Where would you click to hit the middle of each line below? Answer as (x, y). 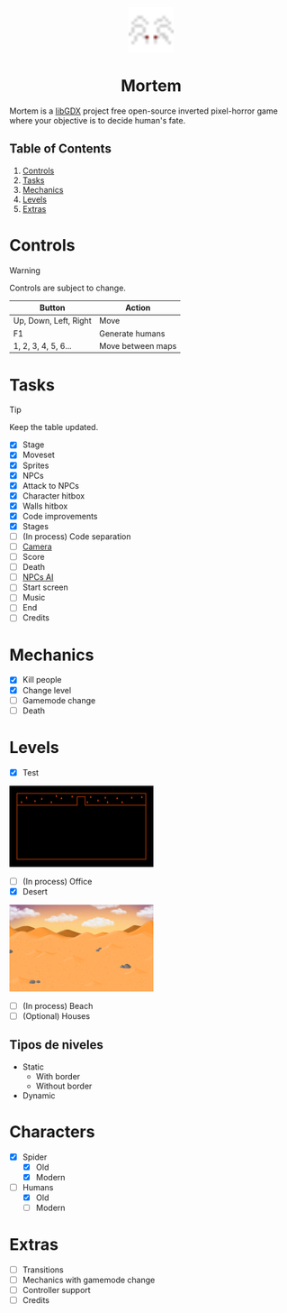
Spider (35, 1157)
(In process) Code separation (77, 536)
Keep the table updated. (54, 427)
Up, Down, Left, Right (52, 321)
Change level (47, 690)
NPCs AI (38, 577)
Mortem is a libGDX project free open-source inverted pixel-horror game (144, 111)
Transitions (43, 1270)
